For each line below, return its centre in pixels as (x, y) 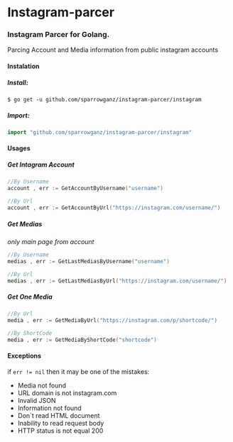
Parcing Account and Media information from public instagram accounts (113, 50)
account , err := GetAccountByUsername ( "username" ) (85, 189)
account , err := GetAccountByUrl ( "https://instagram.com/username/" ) (114, 208)
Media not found (42, 386)
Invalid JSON (37, 401)
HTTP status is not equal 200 (60, 431)
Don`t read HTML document (59, 416)
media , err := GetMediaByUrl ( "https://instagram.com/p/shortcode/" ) (113, 321)
